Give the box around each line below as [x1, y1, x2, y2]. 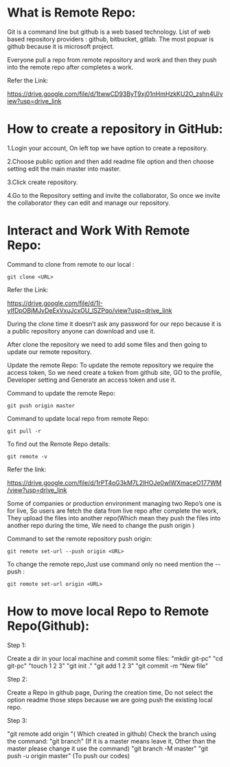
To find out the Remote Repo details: [7, 440, 111, 448]
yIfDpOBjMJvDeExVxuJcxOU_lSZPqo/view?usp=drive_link [7, 306, 172, 314]
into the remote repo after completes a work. [7, 63, 134, 71]
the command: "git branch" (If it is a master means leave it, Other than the [7, 737, 216, 745]
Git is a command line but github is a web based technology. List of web [7, 28, 211, 36]
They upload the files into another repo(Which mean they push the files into [7, 513, 221, 522]
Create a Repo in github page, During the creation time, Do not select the [7, 688, 214, 697]
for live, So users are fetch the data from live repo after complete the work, [7, 507, 218, 515]
